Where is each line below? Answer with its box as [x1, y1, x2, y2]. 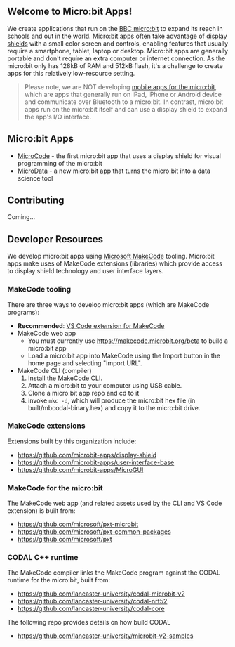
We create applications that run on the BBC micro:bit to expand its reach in [7, 24, 223, 32]
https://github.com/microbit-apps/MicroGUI [17, 465, 144, 473]
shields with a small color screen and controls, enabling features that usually [7, 39, 229, 48]
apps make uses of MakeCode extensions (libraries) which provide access [7, 259, 223, 268]
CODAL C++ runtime [7, 553, 79, 563]
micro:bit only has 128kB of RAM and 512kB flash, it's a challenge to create [7, 61, 223, 70]
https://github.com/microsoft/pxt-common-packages [17, 528, 172, 536]
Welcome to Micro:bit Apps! [7, 6, 133, 18]
